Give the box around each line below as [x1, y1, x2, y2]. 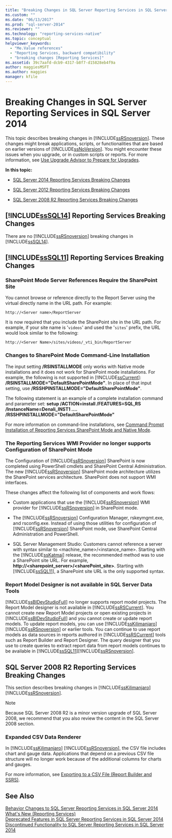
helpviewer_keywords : [5, 41, 52, 46]
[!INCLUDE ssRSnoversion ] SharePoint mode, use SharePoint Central [12, 525, 157, 532]
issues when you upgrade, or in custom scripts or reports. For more [5, 151, 148, 157]
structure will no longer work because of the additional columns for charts [5, 756, 162, 762]
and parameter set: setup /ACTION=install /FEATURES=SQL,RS [5, 400, 141, 406]
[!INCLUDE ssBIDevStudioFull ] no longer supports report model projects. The [5, 599, 167, 605]
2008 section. [5, 721, 35, 727]
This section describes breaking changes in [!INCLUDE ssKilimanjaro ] [5, 685, 151, 691]
